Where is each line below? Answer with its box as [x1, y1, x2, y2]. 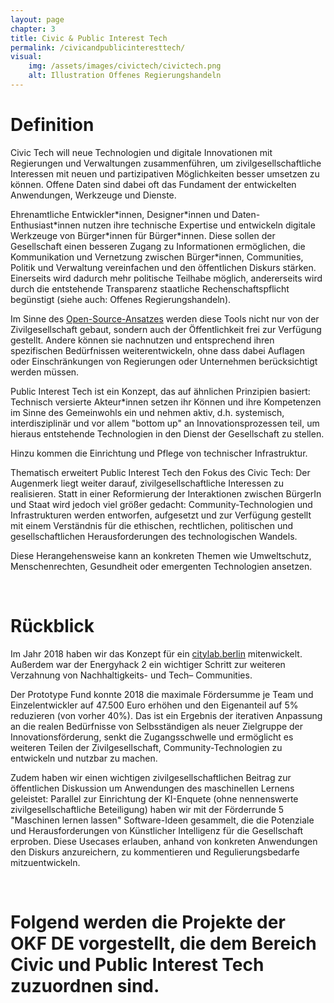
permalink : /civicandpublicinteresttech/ [10, 42, 186, 53]
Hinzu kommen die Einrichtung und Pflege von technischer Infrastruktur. [10, 447, 308, 459]
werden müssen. [10, 366, 80, 378]
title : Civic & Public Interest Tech [10, 33, 168, 43]
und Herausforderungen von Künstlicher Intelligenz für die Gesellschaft [10, 824, 304, 836]
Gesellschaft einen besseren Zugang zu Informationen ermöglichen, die [10, 240, 306, 252]
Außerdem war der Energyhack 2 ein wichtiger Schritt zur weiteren [10, 658, 286, 670]
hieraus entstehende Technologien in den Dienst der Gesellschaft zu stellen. [10, 427, 325, 440]
